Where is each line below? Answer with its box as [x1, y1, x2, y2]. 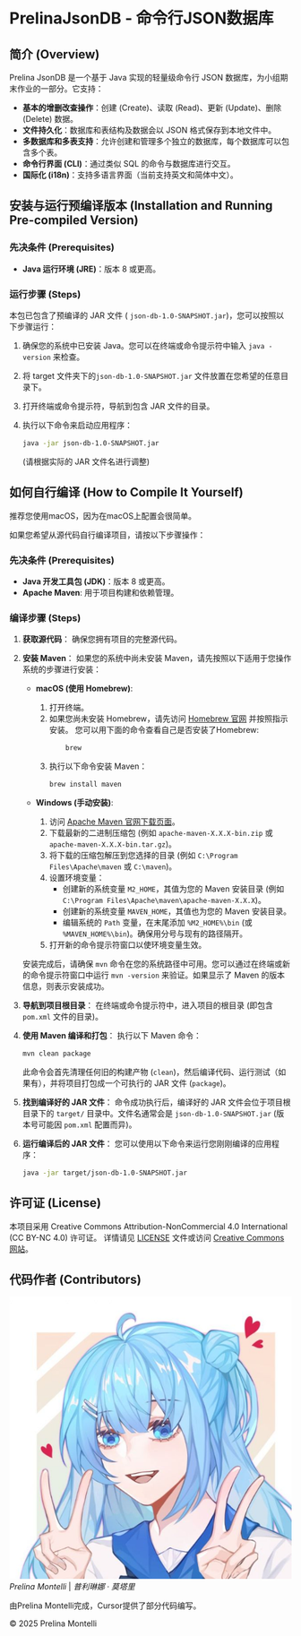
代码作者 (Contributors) [9, 1271, 142, 1287]
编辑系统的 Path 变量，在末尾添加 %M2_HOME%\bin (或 [62, 917, 253, 928]
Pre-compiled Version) [9, 212, 139, 228]
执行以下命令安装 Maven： [48, 761, 148, 771]
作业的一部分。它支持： [16, 83, 104, 94]
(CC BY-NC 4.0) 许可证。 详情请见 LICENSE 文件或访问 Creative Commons [9, 1232, 285, 1243]
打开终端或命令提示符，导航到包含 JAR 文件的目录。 [21, 400, 215, 411]
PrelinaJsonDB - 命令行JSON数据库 [9, 8, 274, 29]
